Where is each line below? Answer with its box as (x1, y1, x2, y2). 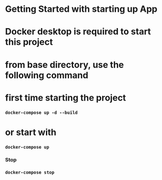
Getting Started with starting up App (5, 3, 158, 15)
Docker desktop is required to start (5, 26, 151, 37)
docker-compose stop (5, 169, 55, 175)
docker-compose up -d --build (5, 109, 78, 115)
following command (5, 70, 88, 81)
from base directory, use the (5, 59, 124, 70)
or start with (5, 127, 57, 138)
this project (5, 36, 53, 48)
